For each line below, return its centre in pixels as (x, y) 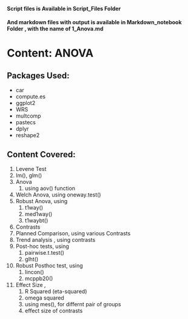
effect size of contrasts (54, 311)
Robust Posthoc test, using (49, 266)
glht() (32, 259)
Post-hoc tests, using (42, 246)
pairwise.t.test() (44, 253)
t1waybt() (36, 220)
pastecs (25, 123)
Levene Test (31, 169)
